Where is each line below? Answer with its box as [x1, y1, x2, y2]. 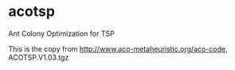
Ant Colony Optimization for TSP [8, 29, 116, 38]
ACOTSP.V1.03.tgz [8, 52, 69, 62]
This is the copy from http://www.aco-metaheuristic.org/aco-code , [8, 44, 229, 53]
